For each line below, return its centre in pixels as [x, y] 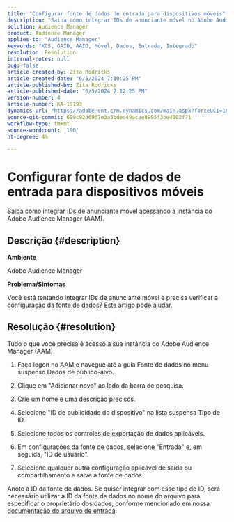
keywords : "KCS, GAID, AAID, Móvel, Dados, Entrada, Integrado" [102, 46]
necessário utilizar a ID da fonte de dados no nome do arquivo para [104, 496]
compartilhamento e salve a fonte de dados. [80, 475]
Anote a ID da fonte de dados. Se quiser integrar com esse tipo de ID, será [114, 489]
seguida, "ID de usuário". [53, 454]
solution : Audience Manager [48, 26]
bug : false [23, 65]
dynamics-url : [28, 111]
